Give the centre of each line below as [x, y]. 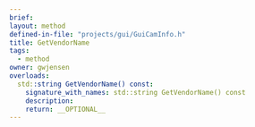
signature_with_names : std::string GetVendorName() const [136, 92]
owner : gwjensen [39, 68]
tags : [19, 51]
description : [50, 101]
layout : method [38, 26]
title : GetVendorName [50, 42]
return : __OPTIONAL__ [65, 109]
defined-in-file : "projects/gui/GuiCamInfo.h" [98, 34]
